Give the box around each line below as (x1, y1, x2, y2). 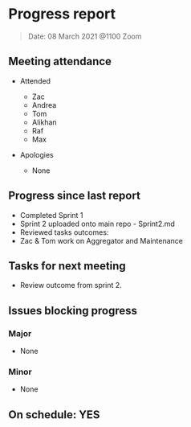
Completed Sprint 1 (19, 210, 83, 220)
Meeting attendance (8, 55, 112, 68)
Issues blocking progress (8, 303, 138, 318)
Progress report (8, 5, 116, 23)
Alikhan (31, 117, 58, 127)
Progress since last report (8, 189, 140, 203)
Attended (19, 76, 51, 85)
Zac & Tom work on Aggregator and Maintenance (19, 236, 183, 245)
